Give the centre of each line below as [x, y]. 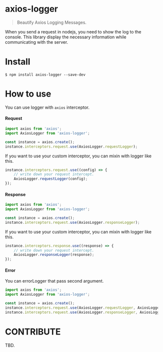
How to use [28, 94]
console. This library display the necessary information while [66, 37]
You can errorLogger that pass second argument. [54, 281]
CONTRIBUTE [33, 332]
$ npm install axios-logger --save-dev [45, 75]
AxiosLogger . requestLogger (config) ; [51, 179]
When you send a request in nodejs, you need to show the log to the [73, 32]
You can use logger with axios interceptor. [47, 107]
